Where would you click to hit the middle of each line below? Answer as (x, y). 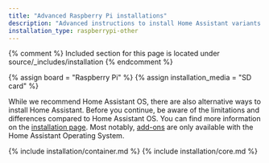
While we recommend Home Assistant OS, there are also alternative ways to (135, 102)
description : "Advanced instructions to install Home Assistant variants (135, 23)
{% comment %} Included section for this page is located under (114, 54)
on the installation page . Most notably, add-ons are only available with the (131, 127)
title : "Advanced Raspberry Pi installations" (88, 16)
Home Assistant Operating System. (66, 136)
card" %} (23, 86)
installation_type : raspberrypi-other (73, 31)
